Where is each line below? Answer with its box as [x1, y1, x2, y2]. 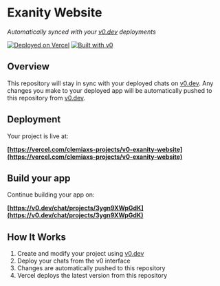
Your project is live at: [7, 132, 69, 140]
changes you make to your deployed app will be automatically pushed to [7, 86, 212, 94]
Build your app [7, 172, 71, 184]
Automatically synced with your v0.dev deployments [7, 27, 156, 36]
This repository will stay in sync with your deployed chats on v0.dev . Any [7, 79, 214, 87]
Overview [7, 60, 50, 73]
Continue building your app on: [7, 190, 95, 199]
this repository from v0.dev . [7, 93, 86, 102]
